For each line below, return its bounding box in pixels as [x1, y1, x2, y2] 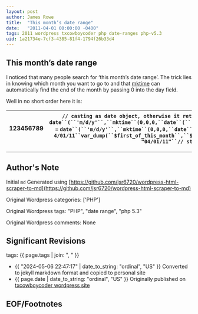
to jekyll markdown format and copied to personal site [14, 269, 146, 276]
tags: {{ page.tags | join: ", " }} [6, 251, 80, 259]
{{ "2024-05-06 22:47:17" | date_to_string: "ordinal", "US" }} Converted [14, 263, 188, 270]
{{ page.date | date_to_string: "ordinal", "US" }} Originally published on [14, 276, 186, 283]
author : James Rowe [6, 14, 54, 20]
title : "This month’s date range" [6, 19, 94, 25]
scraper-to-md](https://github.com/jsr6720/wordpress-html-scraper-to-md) [6, 184, 192, 192]
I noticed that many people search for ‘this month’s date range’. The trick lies [6, 73, 192, 80]
